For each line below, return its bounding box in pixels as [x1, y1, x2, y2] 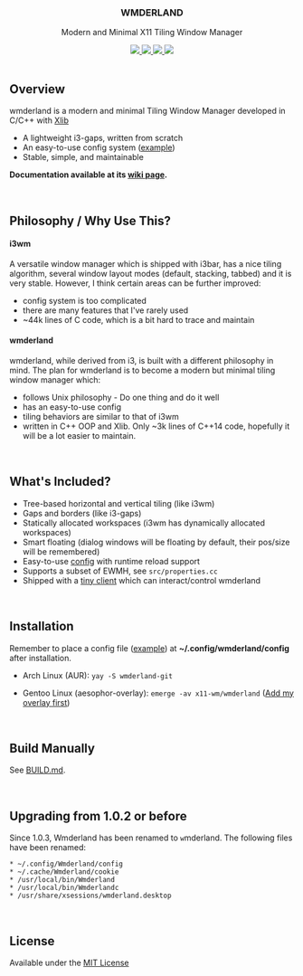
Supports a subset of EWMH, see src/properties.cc [22, 565, 219, 576]
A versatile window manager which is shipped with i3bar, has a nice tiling [9, 258, 282, 269]
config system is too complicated [22, 295, 147, 306]
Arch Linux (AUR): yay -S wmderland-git [22, 669, 174, 680]
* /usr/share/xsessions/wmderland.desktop [9, 891, 172, 901]
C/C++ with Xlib [9, 115, 70, 126]
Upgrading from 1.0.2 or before [9, 808, 187, 824]
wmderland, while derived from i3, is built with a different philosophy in [9, 355, 274, 365]
